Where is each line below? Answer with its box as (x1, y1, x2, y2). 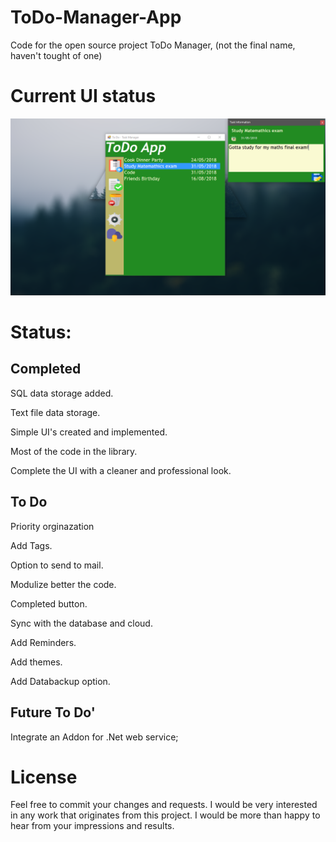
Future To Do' (10, 704, 96, 721)
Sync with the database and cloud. (10, 617, 153, 629)
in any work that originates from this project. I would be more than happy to (10, 809, 321, 821)
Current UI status (10, 85, 157, 108)
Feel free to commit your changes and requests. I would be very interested (10, 799, 318, 811)
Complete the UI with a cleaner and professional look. (10, 464, 232, 476)
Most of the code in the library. (10, 445, 138, 457)
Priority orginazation (10, 520, 95, 532)
